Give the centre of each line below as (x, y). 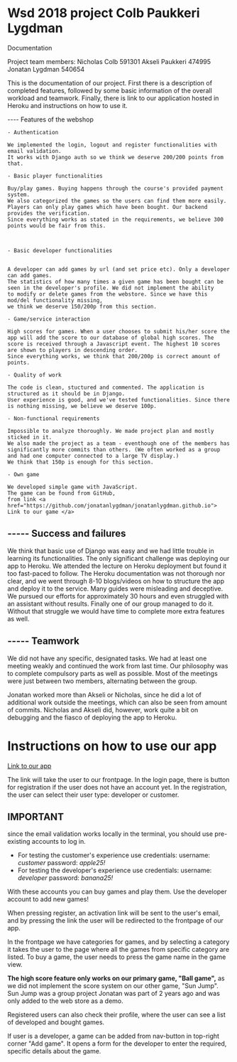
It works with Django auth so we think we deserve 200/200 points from (115, 157)
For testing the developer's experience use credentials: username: (115, 870)
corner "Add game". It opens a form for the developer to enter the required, (117, 1044)
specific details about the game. (54, 1051)
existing (19, 842)
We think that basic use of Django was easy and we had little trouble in (111, 551)
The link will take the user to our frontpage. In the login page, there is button (118, 779)
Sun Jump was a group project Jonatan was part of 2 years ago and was (114, 994)
